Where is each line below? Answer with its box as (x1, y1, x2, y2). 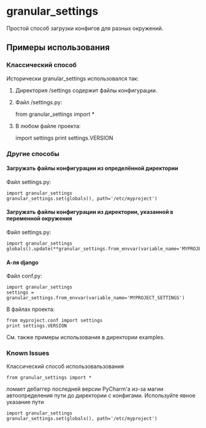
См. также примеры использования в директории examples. (6, 334, 165, 341)
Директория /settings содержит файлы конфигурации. (15, 86, 158, 94)
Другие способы (6, 149, 59, 158)
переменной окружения (6, 215, 72, 222)
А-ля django (6, 259, 39, 266)
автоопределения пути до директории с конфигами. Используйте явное (6, 392, 196, 399)
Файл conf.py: (6, 272, 43, 280)
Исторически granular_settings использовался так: (6, 75, 139, 82)
